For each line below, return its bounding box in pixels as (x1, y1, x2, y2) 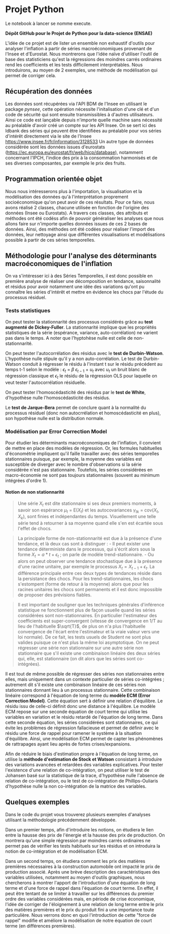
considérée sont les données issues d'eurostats (5, 144, 106, 150)
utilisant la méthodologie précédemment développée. (5, 817, 117, 823)
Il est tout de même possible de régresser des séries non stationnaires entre (5, 670, 164, 677)
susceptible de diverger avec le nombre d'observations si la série (5, 461, 142, 467)
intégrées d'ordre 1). (5, 477, 48, 484)
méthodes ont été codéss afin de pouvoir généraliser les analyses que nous (5, 215, 164, 221)
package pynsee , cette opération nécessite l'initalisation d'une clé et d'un (5, 106, 159, 112)
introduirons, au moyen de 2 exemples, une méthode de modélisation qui (5, 67, 158, 73)
